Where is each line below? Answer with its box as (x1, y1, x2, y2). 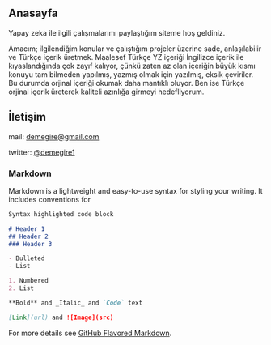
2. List (8, 284, 35, 292)
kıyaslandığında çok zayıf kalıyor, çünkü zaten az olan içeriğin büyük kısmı (8, 61, 256, 70)
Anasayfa (8, 6, 58, 20)
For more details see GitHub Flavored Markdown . (8, 328, 172, 338)
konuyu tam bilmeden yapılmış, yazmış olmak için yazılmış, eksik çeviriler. (8, 69, 254, 79)
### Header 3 (8, 240, 53, 248)
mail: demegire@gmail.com (8, 131, 100, 141)
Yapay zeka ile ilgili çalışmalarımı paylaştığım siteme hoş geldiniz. (8, 28, 226, 37)
